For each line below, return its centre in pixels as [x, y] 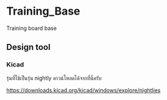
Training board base [31, 28]
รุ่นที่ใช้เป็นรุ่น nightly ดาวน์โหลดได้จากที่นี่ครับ [54, 78]
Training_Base [43, 11]
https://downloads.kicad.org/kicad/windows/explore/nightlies [83, 90]
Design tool [28, 47]
